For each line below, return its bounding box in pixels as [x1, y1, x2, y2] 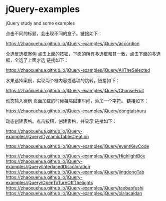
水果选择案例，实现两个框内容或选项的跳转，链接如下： [6, 77, 120, 83]
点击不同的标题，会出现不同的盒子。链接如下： [6, 30, 102, 36]
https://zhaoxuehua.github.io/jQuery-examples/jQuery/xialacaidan [6, 190, 142, 196]
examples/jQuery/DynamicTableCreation [6, 133, 89, 139]
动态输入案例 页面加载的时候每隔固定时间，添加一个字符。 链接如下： [6, 98, 149, 104]
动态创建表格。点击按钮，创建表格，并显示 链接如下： [6, 118, 117, 124]
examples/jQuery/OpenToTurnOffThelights [6, 179, 93, 185]
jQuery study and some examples [6, 20, 75, 26]
